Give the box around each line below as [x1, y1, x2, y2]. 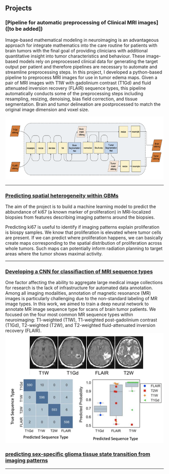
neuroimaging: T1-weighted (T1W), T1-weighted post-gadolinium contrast [5, 317, 157, 323]
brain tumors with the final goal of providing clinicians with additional [5, 47, 148, 53]
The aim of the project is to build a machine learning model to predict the [5, 204, 156, 210]
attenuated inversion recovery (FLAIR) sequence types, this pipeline [5, 85, 146, 91]
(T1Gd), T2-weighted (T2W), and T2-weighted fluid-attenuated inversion [5, 322, 156, 328]
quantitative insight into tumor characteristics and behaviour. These [5, 53, 145, 59]
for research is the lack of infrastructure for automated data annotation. [5, 285, 153, 291]
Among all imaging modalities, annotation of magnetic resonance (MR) [5, 290, 151, 296]
